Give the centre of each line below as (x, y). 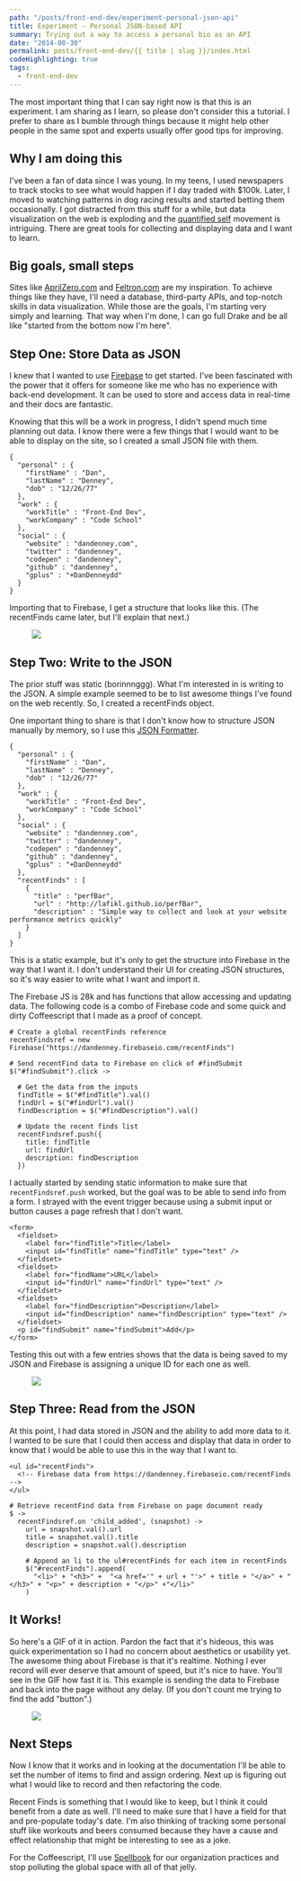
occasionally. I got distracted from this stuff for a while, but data (128, 209)
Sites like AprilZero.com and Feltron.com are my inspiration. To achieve (141, 288)
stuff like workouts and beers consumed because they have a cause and (144, 1831)
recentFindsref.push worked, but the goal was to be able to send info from (148, 1192)
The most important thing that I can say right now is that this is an (130, 102)
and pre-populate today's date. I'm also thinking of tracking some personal (148, 1821)
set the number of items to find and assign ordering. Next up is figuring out (148, 1775)
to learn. (25, 237)
